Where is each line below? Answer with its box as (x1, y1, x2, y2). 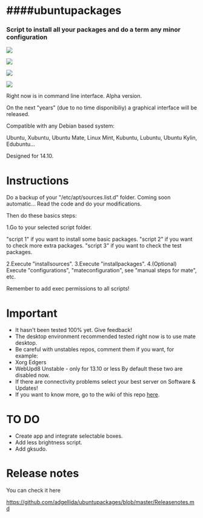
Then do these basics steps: (6, 212, 77, 219)
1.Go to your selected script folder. (6, 224, 92, 231)
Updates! (15, 384, 38, 392)
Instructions (6, 174, 69, 187)
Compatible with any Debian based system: (6, 122, 115, 129)
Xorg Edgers (15, 359, 47, 366)
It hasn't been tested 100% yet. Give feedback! (15, 326, 132, 334)
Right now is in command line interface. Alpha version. (6, 92, 142, 100)
